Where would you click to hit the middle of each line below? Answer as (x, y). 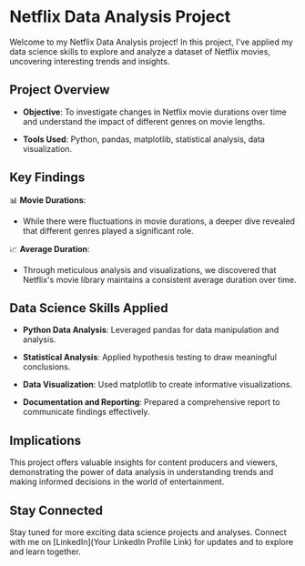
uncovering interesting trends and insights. (90, 61)
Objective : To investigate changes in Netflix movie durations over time (154, 112)
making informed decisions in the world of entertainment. (117, 482)
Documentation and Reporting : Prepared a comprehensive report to (151, 402)
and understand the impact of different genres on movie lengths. (144, 121)
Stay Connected (56, 510)
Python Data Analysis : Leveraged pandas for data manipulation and (151, 330)
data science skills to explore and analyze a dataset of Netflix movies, (140, 51)
